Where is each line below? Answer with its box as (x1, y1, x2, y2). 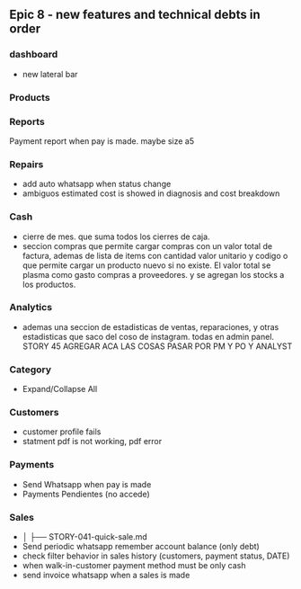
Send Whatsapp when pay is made (22, 478, 152, 489)
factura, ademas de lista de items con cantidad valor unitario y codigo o (22, 250, 288, 261)
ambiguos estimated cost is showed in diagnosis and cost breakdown (22, 188, 280, 199)
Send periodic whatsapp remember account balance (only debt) (22, 540, 261, 551)
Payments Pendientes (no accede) (22, 488, 150, 499)
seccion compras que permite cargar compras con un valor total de (22, 240, 272, 251)
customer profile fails (22, 426, 102, 437)
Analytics (9, 301, 52, 314)
